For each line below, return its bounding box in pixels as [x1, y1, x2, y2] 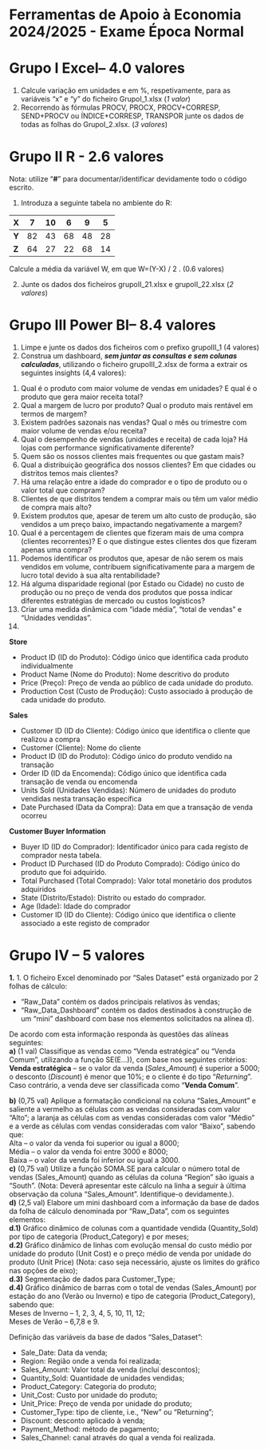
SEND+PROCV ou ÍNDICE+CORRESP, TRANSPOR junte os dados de [20, 111, 244, 121]
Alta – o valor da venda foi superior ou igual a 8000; [9, 1138, 179, 1148]
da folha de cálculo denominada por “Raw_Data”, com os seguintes [9, 1206, 230, 1216]
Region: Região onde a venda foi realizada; [20, 1356, 162, 1365]
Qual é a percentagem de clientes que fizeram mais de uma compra [20, 528, 244, 537]
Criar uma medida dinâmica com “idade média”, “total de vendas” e [20, 605, 242, 613]
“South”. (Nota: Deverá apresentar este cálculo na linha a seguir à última [9, 1180, 246, 1190]
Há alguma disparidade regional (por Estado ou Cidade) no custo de [20, 579, 245, 589]
